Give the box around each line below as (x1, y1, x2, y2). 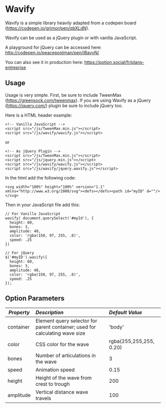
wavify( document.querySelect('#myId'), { (5, 216, 94, 221)
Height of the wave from (35, 374, 92, 381)
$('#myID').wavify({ (5, 254, 48, 260)
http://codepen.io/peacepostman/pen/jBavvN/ (5, 50, 100, 56)
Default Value (109, 309, 142, 316)
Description (35, 309, 64, 316)
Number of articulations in (35, 352, 96, 359)
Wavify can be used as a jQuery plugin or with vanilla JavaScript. (5, 35, 137, 41)
